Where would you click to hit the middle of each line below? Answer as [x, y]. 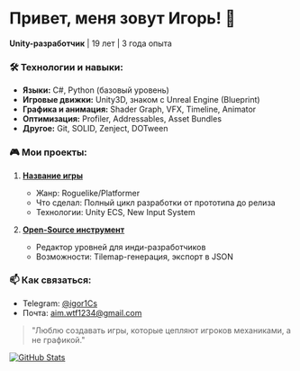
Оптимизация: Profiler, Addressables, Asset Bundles [122, 119]
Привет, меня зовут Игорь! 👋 [123, 18]
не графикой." [58, 339]
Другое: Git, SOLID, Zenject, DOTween [95, 129]
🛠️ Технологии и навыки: [66, 67]
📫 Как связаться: [50, 280]
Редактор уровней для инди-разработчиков [121, 247]
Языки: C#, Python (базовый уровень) [95, 90]
